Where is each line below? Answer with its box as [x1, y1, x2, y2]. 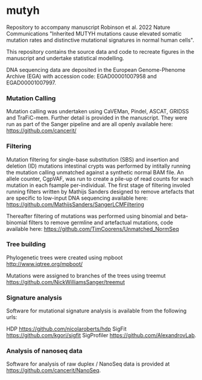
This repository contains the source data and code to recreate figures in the [6, 48, 195, 55]
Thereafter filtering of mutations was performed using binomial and [6, 212, 174, 220]
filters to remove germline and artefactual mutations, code [28, 218, 174, 226]
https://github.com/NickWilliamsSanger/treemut [6, 278, 125, 285]
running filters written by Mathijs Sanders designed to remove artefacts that [6, 188, 195, 195]
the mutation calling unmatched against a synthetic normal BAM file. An [6, 168, 184, 176]
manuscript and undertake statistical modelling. [6, 54, 125, 62]
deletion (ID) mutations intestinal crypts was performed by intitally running [6, 162, 191, 169]
